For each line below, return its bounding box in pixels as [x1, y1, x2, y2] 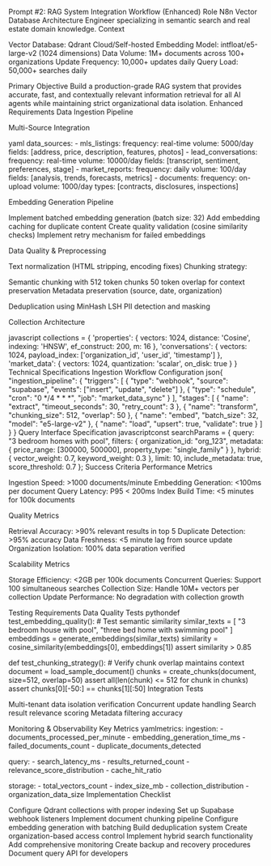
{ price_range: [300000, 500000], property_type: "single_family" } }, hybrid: [8, 445, 261, 454]
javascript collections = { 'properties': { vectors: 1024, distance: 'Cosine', [8, 333, 251, 343]
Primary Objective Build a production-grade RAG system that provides [8, 81, 242, 91]
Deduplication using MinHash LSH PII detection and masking [8, 301, 210, 311]
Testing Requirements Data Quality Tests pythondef [8, 608, 180, 617]
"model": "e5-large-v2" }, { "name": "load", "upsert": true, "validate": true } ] [8, 419, 263, 429]
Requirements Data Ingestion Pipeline [8, 107, 133, 117]
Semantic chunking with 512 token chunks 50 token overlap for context [8, 277, 245, 287]
